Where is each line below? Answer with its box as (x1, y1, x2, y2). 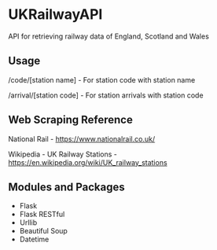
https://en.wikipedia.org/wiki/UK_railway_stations (8, 157, 167, 167)
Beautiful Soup (19, 226, 68, 236)
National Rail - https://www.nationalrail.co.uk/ (8, 134, 156, 143)
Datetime (19, 234, 50, 244)
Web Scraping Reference (8, 113, 134, 127)
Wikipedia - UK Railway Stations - (8, 149, 118, 159)
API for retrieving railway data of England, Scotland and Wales (8, 31, 210, 41)
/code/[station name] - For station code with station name (8, 75, 196, 84)
